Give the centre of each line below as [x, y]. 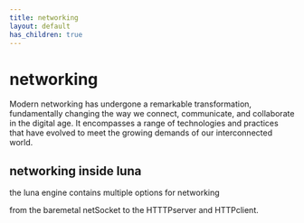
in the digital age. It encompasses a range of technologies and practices [144, 124]
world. [21, 143]
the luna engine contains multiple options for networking [114, 193]
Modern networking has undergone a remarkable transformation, [130, 104]
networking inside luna [76, 171]
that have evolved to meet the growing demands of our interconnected [141, 133]
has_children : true [46, 34]
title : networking [44, 18]
